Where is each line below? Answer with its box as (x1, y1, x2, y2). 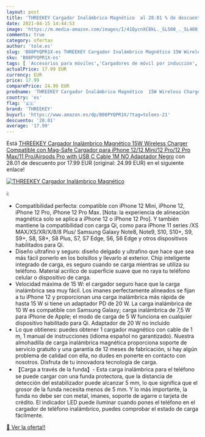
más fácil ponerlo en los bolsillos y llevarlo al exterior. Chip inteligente (15, 254, 191, 262)
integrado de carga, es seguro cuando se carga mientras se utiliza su (15, 261, 190, 268)
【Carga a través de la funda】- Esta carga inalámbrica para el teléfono (15, 366, 195, 373)
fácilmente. (15, 412, 44, 419)
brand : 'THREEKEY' (6, 105, 53, 112)
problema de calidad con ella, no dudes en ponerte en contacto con (15, 352, 186, 359)
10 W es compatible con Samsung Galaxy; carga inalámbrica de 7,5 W (15, 306, 191, 314)
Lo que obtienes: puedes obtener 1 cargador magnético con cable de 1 (15, 326, 193, 333)
